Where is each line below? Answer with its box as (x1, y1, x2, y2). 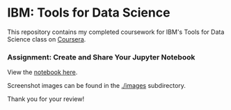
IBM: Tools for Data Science (7, 5, 170, 21)
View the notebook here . (7, 68, 78, 77)
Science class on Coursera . (7, 35, 86, 43)
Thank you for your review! (7, 95, 85, 103)
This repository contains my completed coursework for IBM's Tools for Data (7, 28, 225, 36)
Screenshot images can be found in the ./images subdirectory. (7, 82, 186, 90)
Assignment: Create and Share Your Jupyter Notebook (7, 52, 196, 62)
